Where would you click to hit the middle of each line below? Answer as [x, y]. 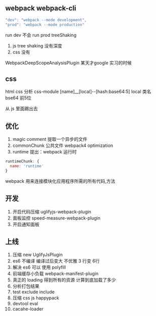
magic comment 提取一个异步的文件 [50, 139]
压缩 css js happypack [36, 298]
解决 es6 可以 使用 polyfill [39, 268]
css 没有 [21, 52]
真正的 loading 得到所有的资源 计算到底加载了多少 [64, 280]
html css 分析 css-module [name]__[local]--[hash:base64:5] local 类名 [78, 92]
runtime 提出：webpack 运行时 [45, 152]
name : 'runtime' [27, 166]
